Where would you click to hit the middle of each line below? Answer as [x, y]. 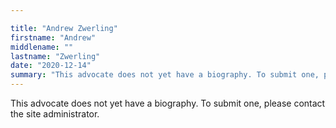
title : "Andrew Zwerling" [64, 28]
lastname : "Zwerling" [55, 56]
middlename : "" [42, 47]
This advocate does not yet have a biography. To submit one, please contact [168, 103]
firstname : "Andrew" [53, 37]
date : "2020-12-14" [51, 66]
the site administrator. [55, 114]
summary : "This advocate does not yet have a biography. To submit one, [165, 75]
